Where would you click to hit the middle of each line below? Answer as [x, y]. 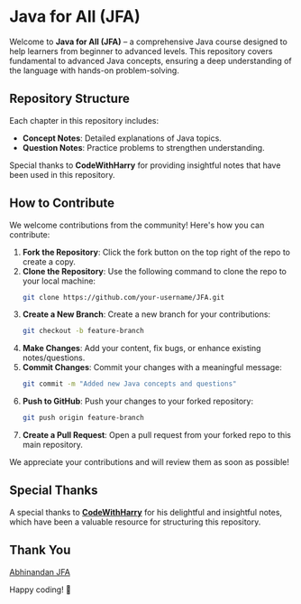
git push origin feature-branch [83, 418]
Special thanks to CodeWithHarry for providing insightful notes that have [145, 165]
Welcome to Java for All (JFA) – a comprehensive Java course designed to [149, 42]
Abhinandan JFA [40, 571]
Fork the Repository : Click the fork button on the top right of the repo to [156, 252]
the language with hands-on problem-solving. [95, 70]
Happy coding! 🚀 [41, 590]
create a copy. [49, 261]
